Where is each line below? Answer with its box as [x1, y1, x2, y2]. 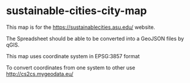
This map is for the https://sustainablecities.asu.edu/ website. [6, 24, 155, 31]
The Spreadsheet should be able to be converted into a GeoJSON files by [6, 35, 184, 42]
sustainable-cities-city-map [6, 4, 147, 18]
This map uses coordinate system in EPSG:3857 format [6, 52, 140, 59]
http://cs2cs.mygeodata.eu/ [6, 70, 74, 77]
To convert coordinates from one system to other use [6, 64, 135, 71]
